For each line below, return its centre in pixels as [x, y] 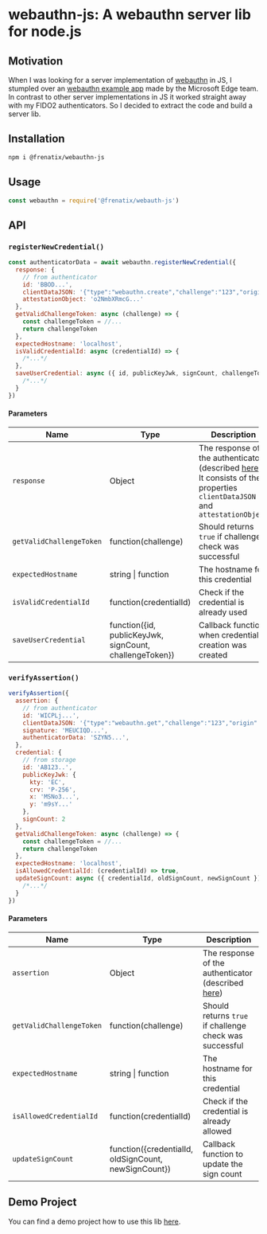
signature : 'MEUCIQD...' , [66, 730]
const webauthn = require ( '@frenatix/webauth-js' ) [94, 201]
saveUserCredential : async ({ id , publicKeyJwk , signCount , [117, 373]
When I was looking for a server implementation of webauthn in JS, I [120, 80]
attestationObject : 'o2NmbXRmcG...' [83, 299]
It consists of [222, 478]
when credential [228, 635]
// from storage [50, 760]
